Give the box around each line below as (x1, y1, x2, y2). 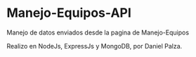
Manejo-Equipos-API (6, 5, 131, 21)
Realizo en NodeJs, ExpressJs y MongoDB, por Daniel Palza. (6, 42, 183, 50)
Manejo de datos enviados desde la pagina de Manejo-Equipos (6, 28, 190, 37)
